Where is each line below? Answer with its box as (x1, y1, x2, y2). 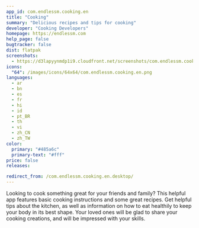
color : (6, 140, 23, 147)
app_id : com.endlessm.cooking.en (6, 8, 89, 15)
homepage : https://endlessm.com (6, 31, 86, 37)
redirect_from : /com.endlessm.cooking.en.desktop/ (6, 174, 134, 179)
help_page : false (6, 36, 49, 42)
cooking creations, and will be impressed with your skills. (6, 215, 146, 222)
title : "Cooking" (6, 14, 49, 20)
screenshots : (6, 53, 38, 59)
